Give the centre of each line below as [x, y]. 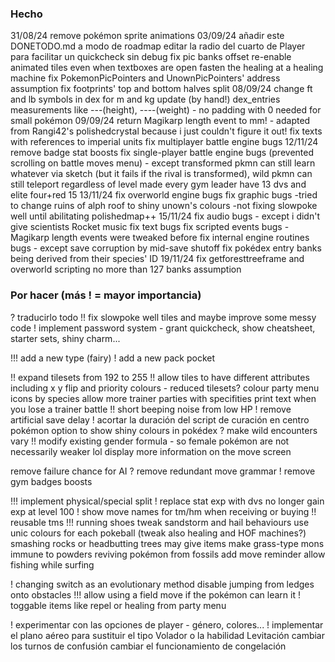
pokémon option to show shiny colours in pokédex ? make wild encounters [164, 430]
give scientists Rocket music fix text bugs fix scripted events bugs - [150, 227]
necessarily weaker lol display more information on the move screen [151, 451]
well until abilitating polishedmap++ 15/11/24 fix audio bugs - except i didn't [165, 216]
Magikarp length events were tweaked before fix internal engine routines [160, 238]
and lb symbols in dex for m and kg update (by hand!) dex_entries [145, 99]
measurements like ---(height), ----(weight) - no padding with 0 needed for [166, 110]
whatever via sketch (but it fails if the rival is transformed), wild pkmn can [161, 174]
